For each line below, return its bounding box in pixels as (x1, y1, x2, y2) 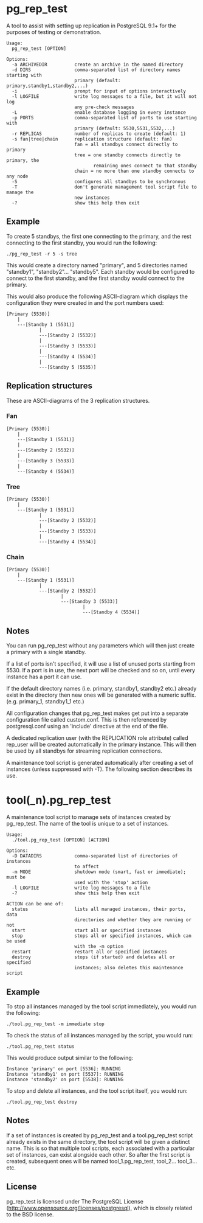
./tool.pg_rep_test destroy (6, 1099, 78, 1106)
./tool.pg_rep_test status (6, 1044, 75, 1050)
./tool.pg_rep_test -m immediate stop (6, 1021, 105, 1027)
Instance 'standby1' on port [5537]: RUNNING (6, 1071, 123, 1078)
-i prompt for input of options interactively (12, 88, 187, 94)
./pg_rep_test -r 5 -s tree (6, 251, 78, 257)
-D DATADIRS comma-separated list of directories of (12, 853, 178, 859)
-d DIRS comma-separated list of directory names (12, 66, 181, 73)
